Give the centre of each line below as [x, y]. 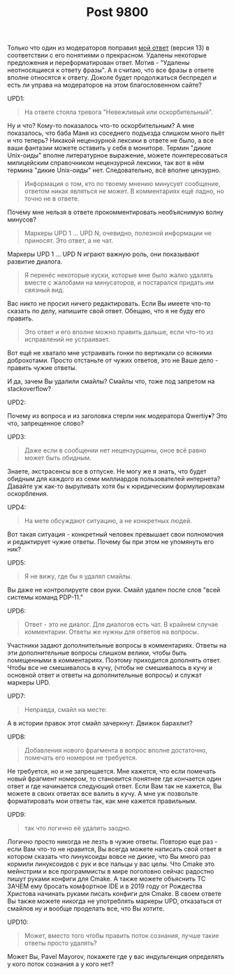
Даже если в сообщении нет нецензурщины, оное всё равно [115, 450]
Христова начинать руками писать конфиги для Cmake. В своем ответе [114, 894]
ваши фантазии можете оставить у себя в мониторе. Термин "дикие [109, 148]
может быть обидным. [58, 458]
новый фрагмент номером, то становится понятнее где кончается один [115, 779]
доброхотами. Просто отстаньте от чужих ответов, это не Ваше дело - [113, 360]
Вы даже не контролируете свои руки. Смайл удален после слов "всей [114, 590]
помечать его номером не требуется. [81, 758]
